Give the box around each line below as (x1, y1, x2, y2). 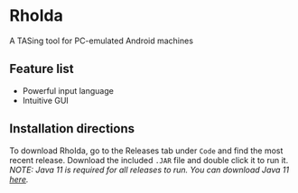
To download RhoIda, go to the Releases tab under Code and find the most (9, 145, 284, 156)
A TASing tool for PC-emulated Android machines (9, 35, 194, 46)
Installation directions (9, 121, 135, 136)
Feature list (9, 61, 74, 77)
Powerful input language (22, 85, 115, 96)
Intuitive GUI (22, 95, 70, 106)
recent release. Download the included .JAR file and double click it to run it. (9, 154, 289, 165)
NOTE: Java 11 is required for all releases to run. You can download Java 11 (9, 164, 290, 175)
